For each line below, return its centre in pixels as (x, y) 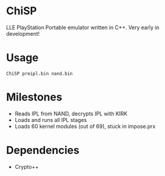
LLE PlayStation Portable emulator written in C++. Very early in (83, 27)
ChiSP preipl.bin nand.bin (39, 73)
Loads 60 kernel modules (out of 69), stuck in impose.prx (85, 126)
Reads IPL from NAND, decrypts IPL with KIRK (71, 114)
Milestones (34, 97)
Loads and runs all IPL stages (51, 120)
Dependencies (43, 150)
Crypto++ (27, 166)
